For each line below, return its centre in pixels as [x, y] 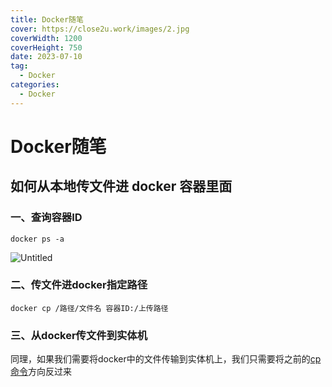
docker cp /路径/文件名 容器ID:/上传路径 [89, 308]
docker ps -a [37, 239]
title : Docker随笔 [47, 19]
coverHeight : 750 [46, 47]
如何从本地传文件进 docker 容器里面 [121, 186]
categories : [35, 85]
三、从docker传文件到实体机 [79, 335]
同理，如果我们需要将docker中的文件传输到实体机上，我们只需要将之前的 [160, 359]
